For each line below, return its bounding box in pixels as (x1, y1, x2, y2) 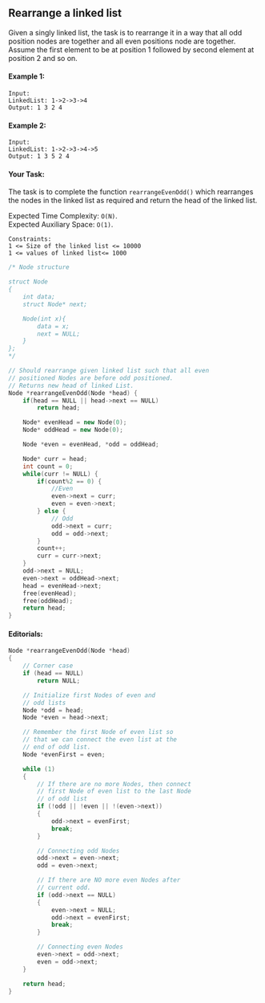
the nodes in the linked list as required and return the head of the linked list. (8, 196, 258, 206)
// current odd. (37, 883, 91, 891)
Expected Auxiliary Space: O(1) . (8, 220, 114, 230)
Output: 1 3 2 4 (8, 104, 62, 112)
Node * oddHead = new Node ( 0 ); (22, 426, 124, 434)
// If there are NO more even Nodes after (37, 876, 181, 884)
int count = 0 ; (22, 462, 74, 471)
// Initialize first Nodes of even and (22, 691, 156, 699)
